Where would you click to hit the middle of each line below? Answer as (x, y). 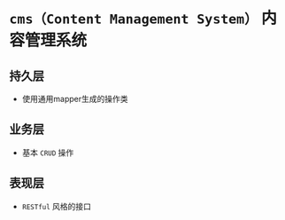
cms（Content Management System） (134, 19)
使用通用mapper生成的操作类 (75, 99)
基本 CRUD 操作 (48, 153)
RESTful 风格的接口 (56, 206)
